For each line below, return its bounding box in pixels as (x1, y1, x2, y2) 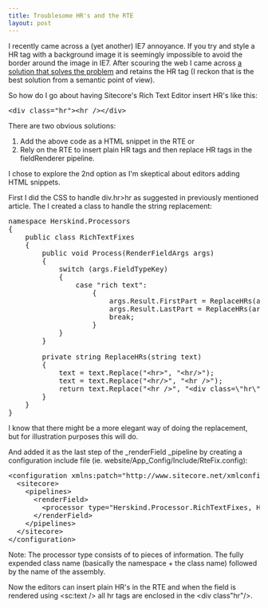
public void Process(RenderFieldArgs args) (41, 248, 215, 258)
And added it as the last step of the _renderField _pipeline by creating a (8, 447, 243, 456)
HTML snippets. (8, 177, 61, 187)
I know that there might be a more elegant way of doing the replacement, (8, 423, 248, 432)
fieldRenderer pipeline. (19, 153, 95, 163)
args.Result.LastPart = (108, 304, 202, 314)
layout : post (8, 19, 52, 27)
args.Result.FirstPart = (108, 296, 207, 306)
